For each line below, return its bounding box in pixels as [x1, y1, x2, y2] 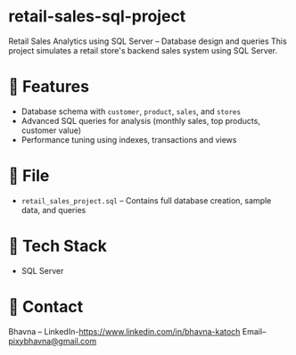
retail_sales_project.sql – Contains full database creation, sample [21, 194, 272, 206]
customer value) [21, 125, 82, 136]
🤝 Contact [8, 296, 84, 317]
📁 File [8, 166, 50, 186]
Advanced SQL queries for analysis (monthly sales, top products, [21, 115, 260, 126]
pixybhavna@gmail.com [8, 335, 97, 346]
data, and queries [21, 204, 86, 215]
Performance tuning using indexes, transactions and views [21, 134, 237, 144]
